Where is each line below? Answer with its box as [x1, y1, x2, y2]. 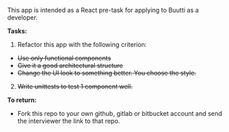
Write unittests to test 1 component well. [17, 82, 133, 90]
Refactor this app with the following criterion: [17, 41, 147, 48]
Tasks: [7, 27, 27, 35]
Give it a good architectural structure [17, 61, 124, 69]
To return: [7, 96, 37, 104]
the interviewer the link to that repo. [17, 117, 121, 125]
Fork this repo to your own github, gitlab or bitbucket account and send [17, 110, 223, 117]
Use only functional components [17, 54, 112, 62]
